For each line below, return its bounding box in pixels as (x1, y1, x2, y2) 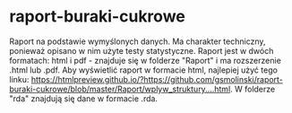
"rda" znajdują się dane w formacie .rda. (9, 92, 159, 104)
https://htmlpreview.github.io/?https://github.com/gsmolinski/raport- (30, 74, 284, 84)
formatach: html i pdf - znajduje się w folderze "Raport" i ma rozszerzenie (9, 55, 282, 65)
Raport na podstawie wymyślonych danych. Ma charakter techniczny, (9, 36, 266, 47)
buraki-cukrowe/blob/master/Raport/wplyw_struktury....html (9, 83, 231, 94)
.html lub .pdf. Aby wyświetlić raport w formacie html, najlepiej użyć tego (9, 65, 278, 75)
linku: (9, 74, 30, 84)
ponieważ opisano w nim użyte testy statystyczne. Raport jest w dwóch (9, 45, 274, 56)
